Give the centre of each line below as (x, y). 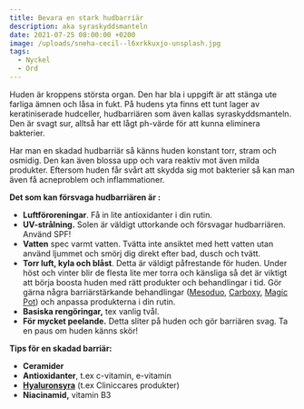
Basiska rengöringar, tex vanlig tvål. (91, 311)
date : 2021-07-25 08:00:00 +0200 (73, 35)
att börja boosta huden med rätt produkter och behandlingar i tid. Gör (152, 282)
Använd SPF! (47, 234)
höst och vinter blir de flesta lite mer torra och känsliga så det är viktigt (155, 273)
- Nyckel (34, 60)
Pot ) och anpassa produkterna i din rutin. (99, 302)
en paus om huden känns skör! (80, 330)
